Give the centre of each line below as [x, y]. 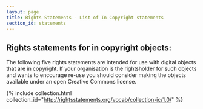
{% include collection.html [39, 93]
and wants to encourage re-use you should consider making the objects [96, 75]
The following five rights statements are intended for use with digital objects [101, 62]
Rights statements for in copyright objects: [89, 48]
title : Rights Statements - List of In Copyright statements [85, 18]
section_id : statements [36, 23]
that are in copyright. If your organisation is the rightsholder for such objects [101, 69]
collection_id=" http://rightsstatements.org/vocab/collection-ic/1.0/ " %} [95, 100]
